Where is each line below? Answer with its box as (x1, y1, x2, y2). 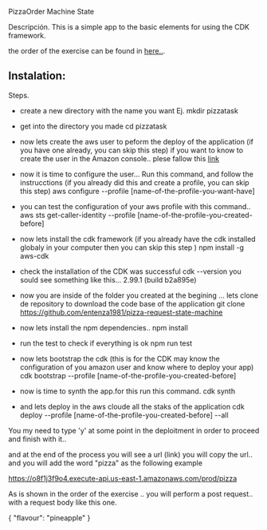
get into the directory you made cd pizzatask (19, 121, 167, 131)
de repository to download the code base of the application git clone (19, 299, 245, 308)
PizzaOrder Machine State (8, 7, 94, 16)
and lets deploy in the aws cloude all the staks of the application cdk (19, 401, 245, 411)
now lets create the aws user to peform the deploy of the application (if (19, 136, 253, 146)
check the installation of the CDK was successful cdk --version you (19, 267, 241, 276)
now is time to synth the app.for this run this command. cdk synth (19, 386, 236, 396)
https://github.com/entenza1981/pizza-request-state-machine (19, 307, 223, 317)
